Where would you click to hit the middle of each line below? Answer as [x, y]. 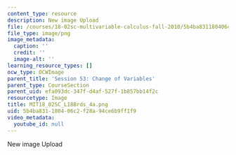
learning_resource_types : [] [50, 66]
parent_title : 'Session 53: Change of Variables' [81, 79]
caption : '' [31, 46]
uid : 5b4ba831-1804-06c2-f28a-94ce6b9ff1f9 [72, 111]
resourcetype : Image [38, 98]
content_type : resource [42, 14]
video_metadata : [31, 117]
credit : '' [29, 53]
